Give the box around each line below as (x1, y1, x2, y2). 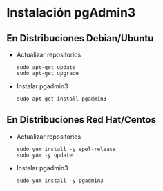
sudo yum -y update (16, 152, 73, 159)
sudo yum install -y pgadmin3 (16, 177, 104, 184)
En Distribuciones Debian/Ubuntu (6, 32, 154, 44)
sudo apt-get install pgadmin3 (16, 95, 107, 102)
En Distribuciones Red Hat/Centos (6, 114, 157, 125)
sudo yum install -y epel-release (16, 145, 116, 152)
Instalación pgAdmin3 (6, 5, 136, 21)
